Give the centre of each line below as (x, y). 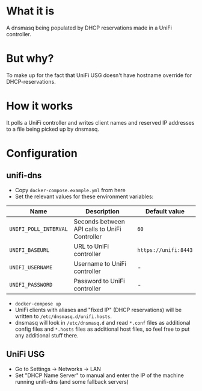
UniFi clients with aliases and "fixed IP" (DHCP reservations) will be (98, 310)
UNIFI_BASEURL (29, 250)
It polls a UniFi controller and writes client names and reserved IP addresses (100, 122)
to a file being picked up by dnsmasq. (53, 129)
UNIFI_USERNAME (31, 267)
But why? (30, 59)
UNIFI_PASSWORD (31, 285)
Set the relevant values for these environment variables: (84, 196)
